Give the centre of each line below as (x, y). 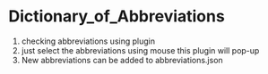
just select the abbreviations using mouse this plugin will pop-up (140, 50)
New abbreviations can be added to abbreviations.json (122, 60)
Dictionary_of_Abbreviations (117, 16)
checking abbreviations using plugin (88, 41)
